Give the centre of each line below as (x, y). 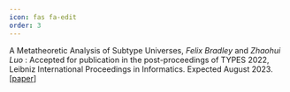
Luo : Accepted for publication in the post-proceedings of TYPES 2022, (139, 60)
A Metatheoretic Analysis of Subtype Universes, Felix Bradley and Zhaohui (145, 50)
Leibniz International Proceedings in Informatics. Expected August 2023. (141, 69)
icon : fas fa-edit (43, 17)
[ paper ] (23, 78)
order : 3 (25, 25)
